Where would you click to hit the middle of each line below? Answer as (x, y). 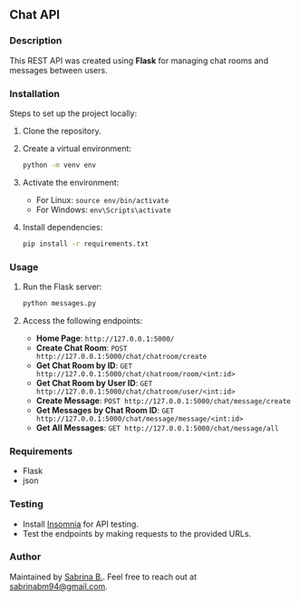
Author (25, 557)
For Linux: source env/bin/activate (102, 199)
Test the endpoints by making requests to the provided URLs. (137, 533)
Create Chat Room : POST (82, 347)
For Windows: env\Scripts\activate (104, 209)
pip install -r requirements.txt (86, 244)
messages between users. (58, 70)
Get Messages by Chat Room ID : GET (105, 410)
